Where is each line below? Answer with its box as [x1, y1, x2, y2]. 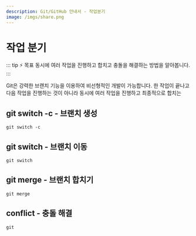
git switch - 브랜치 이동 [6, 141, 88, 151]
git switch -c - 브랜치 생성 [6, 108, 98, 118]
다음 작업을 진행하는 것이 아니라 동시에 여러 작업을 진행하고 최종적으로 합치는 [6, 89, 182, 97]
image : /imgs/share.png [6, 14, 65, 20]
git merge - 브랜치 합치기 [6, 175, 94, 185]
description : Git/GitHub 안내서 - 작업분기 [6, 8, 106, 15]
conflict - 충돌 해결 [6, 208, 73, 218]
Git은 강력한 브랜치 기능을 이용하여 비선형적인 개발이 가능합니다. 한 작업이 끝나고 [6, 82, 190, 89]
